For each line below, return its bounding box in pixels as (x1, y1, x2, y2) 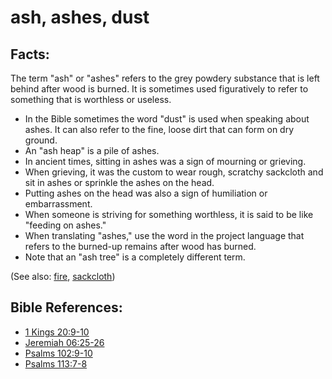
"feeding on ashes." (24, 219, 107, 231)
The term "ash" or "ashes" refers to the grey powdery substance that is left (10, 72, 320, 84)
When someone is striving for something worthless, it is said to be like (24, 209, 314, 220)
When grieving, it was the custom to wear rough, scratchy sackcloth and (24, 166, 324, 178)
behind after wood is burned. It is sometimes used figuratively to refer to (10, 83, 309, 95)
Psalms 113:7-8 (24, 357, 88, 370)
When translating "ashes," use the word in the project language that (24, 230, 305, 241)
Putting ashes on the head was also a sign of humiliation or (24, 187, 268, 199)
